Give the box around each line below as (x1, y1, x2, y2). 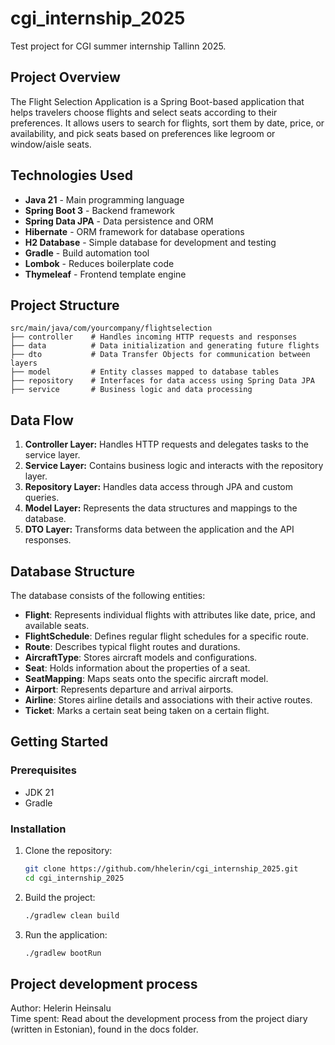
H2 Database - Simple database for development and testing (24, 236, 277, 248)
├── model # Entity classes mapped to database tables (10, 367, 280, 377)
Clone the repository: (24, 844, 113, 856)
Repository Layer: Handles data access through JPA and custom (24, 481, 293, 493)
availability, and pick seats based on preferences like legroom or (10, 127, 276, 139)
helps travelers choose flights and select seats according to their (10, 106, 278, 118)
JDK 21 (24, 786, 55, 798)
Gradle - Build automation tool (24, 247, 150, 259)
